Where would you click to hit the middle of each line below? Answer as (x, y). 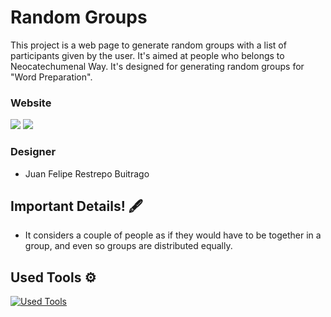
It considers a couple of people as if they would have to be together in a (173, 235)
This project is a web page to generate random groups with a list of (148, 45)
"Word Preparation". (51, 77)
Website (31, 103)
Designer (33, 152)
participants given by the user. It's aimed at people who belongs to (147, 55)
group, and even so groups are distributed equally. (128, 246)
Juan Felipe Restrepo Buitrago (87, 173)
